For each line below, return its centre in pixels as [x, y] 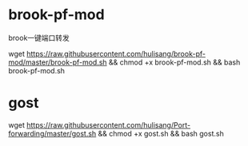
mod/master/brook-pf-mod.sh [58, 62]
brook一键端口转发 [39, 37]
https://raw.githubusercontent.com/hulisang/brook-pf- [116, 53]
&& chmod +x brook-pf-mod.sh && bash [174, 62]
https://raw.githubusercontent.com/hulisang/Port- [108, 124]
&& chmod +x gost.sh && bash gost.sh [161, 133]
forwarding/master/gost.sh [52, 133]
